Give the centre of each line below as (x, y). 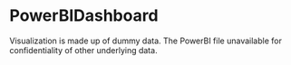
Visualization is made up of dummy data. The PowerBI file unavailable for (146, 41)
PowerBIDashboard (84, 16)
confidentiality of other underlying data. (83, 50)
